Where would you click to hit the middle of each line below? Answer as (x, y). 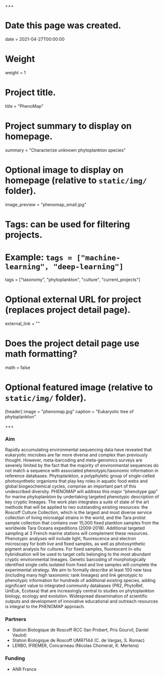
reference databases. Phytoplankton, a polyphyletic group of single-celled (80, 476)
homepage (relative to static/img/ (76, 180)
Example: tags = (39, 258)
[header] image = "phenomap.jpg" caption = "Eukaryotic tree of (69, 411)
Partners (16, 619)
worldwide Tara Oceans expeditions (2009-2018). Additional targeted (75, 528)
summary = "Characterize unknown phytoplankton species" (65, 150)
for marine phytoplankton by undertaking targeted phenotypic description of (82, 496)
